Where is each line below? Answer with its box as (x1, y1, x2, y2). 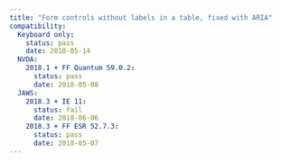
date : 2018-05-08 (33, 80, 99, 89)
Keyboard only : (17, 30, 75, 39)
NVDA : (17, 55, 39, 64)
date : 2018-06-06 (33, 113, 99, 122)
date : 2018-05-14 (25, 47, 91, 56)
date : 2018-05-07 (33, 139, 99, 148)
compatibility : (9, 22, 67, 31)
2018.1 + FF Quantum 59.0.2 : (25, 64, 136, 73)
